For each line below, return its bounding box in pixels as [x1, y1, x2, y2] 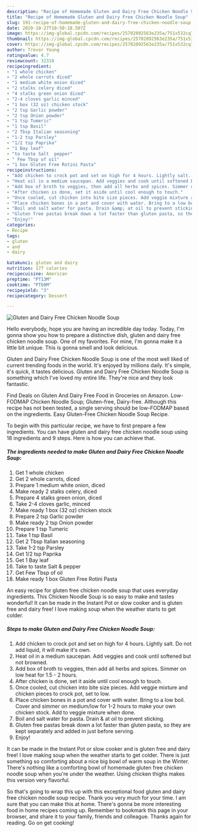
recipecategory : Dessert [6, 292, 68, 299]
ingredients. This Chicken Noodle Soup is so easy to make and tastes [6, 593, 174, 600]
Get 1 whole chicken [15, 469, 64, 477]
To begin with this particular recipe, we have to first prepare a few [6, 422, 166, 430]
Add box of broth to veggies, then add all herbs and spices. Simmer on [15, 665, 187, 673]
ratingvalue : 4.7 [6, 52, 49, 58]
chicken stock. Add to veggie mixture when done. [15, 709, 136, 716]
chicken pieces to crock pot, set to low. [15, 690, 110, 697]
